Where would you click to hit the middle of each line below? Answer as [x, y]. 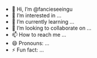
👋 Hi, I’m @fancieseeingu [42, 9]
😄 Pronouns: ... [31, 43]
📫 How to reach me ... [39, 35]
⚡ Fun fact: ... [28, 50]
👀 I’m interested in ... [36, 15]
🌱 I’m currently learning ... [43, 22]
